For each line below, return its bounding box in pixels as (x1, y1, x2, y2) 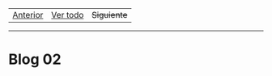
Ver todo (51, 10, 84, 20)
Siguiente (91, 10, 128, 20)
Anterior (12, 10, 44, 20)
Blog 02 (8, 50, 62, 69)
